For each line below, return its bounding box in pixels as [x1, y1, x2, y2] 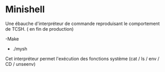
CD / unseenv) [5, 61, 36, 67]
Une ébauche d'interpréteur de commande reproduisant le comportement [5, 20, 160, 27]
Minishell [5, 4, 45, 15]
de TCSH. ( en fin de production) [5, 26, 74, 32]
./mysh [12, 45, 28, 52]
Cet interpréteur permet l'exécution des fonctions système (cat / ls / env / [5, 55, 159, 62]
